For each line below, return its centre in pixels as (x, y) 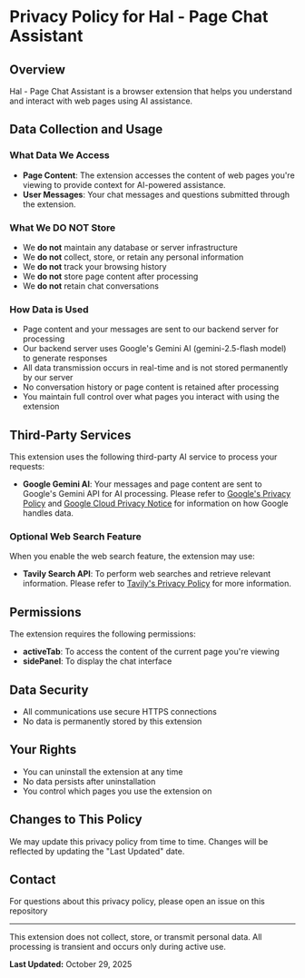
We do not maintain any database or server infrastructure (130, 247)
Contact (33, 879)
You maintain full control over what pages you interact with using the (151, 397)
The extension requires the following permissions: (103, 634)
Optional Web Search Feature (76, 537)
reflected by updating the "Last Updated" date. (97, 851)
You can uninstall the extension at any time (103, 771)
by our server (48, 378)
